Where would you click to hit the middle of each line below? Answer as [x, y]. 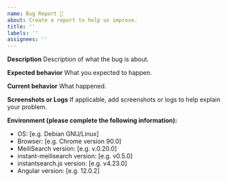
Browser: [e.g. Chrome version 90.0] [69, 141]
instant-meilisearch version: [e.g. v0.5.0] [75, 156]
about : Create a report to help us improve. [72, 20]
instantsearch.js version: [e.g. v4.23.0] [72, 163]
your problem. [27, 107]
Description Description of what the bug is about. [78, 59]
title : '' [21, 26]
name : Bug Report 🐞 [35, 14]
